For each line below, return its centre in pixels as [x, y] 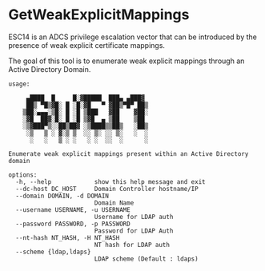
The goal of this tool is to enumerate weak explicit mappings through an [126, 61]
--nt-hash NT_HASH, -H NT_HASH [68, 237]
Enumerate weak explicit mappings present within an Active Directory [128, 153]
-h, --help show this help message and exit [110, 181]
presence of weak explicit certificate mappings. [87, 45]
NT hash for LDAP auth [132, 245]
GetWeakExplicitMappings [99, 15]
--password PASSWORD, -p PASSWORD [73, 224]
